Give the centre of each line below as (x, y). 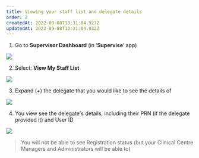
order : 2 (17, 17)
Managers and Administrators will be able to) (75, 149)
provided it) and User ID (44, 120)
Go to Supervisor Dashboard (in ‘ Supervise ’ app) (76, 45)
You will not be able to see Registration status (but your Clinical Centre (107, 142)
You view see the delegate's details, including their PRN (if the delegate (102, 113)
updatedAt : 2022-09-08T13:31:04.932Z (53, 28)
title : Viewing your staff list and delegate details (74, 12)
